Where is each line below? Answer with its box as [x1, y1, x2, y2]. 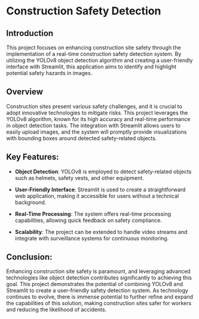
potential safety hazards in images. [6, 70, 93, 76]
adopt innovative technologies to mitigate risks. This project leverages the [6, 109, 188, 116]
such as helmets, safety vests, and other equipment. [14, 174, 145, 181]
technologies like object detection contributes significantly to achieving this [6, 274, 192, 281]
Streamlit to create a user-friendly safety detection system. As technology [6, 287, 188, 294]
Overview [6, 87, 44, 97]
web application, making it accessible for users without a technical [14, 192, 179, 199]
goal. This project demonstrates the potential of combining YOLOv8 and [6, 281, 183, 288]
